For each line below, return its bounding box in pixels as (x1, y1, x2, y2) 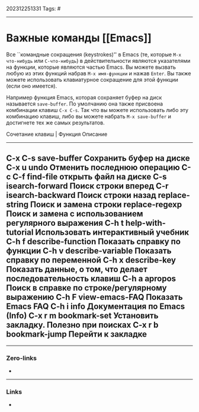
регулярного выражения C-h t (6, 218, 124, 228)
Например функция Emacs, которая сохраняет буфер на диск (6, 94, 162, 101)
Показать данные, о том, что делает (6, 264, 148, 274)
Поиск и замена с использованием (6, 209, 143, 219)
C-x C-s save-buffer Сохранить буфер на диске (6, 154, 191, 164)
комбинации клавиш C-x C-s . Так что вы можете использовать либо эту (6, 106, 188, 113)
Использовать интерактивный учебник (35, 228, 190, 238)
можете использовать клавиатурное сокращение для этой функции (6, 76, 179, 83)
